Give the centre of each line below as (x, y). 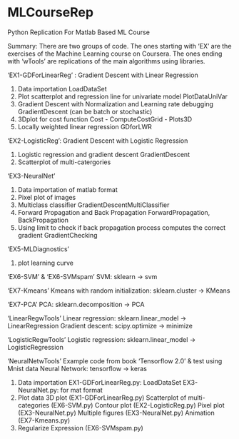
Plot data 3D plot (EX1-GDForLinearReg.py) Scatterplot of (102, 398)
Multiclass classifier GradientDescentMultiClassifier (93, 205)
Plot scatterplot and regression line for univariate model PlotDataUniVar (123, 96)
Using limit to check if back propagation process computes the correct (122, 227)
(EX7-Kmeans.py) (44, 420)
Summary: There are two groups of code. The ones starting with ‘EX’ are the (119, 46)
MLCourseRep (51, 12)
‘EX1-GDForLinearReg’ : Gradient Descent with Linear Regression (103, 75)
